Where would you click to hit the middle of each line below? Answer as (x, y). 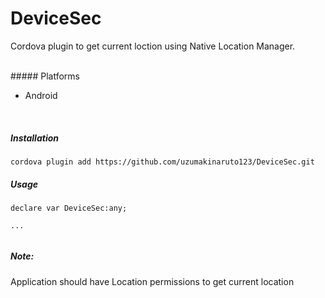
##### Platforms (45, 76)
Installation (34, 138)
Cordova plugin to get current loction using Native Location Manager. (153, 46)
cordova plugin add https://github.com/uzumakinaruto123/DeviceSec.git (162, 162)
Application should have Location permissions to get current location (152, 281)
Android (41, 95)
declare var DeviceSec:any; (69, 208)
